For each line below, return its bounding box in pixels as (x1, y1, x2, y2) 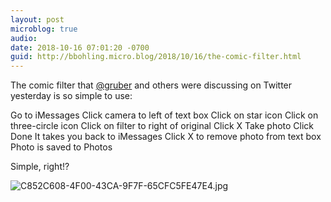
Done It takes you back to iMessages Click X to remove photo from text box (10, 131, 322, 143)
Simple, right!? (10, 161, 70, 173)
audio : (10, 33, 38, 43)
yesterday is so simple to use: (10, 90, 133, 102)
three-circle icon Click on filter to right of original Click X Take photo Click (10, 120, 315, 132)
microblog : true (10, 24, 78, 34)
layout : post (10, 14, 65, 25)
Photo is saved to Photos (10, 141, 113, 153)
